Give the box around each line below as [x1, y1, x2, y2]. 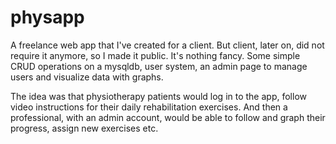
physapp [10, 6, 85, 29]
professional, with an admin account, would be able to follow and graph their [10, 111, 326, 123]
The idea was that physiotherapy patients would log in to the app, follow [10, 90, 307, 102]
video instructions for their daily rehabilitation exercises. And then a [10, 101, 288, 113]
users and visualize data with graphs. [10, 71, 164, 83]
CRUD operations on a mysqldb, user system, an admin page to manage [10, 60, 308, 72]
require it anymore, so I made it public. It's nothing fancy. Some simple [10, 49, 301, 61]
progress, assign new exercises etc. [10, 122, 159, 134]
